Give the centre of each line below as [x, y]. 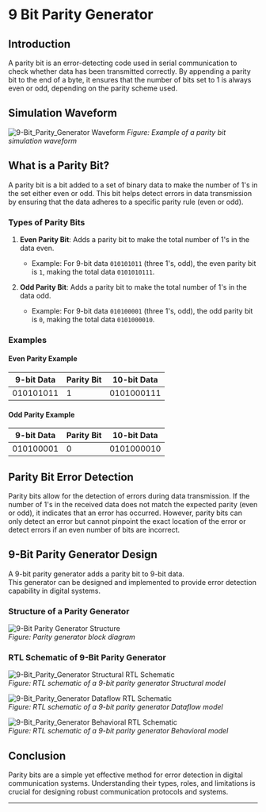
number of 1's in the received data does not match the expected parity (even [133, 505]
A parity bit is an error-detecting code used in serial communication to [123, 63]
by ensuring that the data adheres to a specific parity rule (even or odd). [126, 202]
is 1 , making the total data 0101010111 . [93, 271]
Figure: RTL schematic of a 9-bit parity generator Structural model [117, 683]
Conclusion [37, 756]
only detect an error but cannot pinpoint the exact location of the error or [127, 521]
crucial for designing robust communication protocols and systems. [118, 792]
